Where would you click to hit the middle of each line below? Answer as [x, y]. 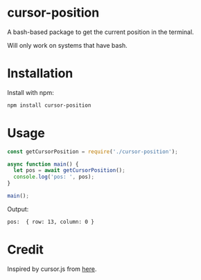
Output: [18, 209]
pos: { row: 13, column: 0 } [51, 222]
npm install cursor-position [49, 105]
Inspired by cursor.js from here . [52, 269]
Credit [25, 250]
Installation [40, 73]
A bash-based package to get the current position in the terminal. [101, 32]
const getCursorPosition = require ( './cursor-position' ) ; [93, 151]
